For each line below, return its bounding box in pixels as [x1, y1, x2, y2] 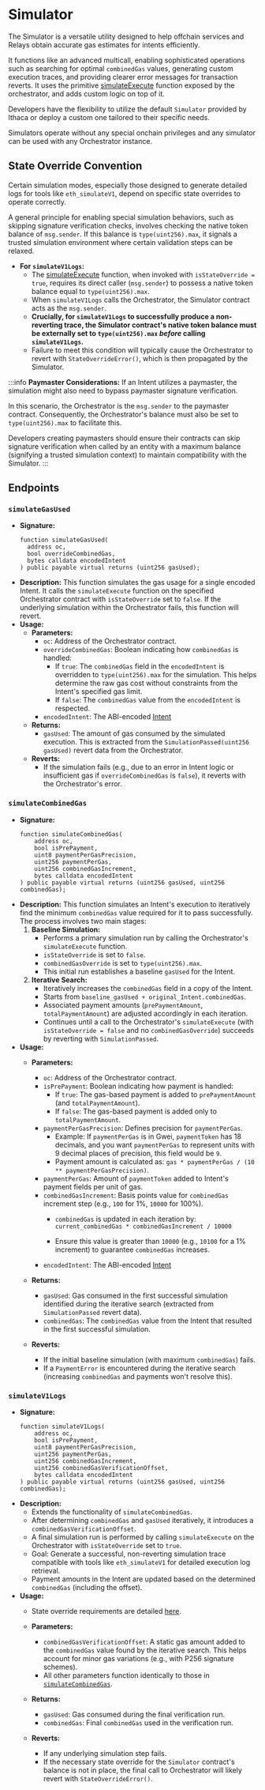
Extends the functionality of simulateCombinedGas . [31, 1507, 192, 1517]
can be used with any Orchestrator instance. [8, 136, 152, 145]
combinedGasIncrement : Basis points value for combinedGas [43, 1190, 229, 1200]
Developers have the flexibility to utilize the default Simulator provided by [8, 104, 247, 114]
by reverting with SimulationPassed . [43, 1034, 159, 1043]
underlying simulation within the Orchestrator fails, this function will [19, 603, 239, 612]
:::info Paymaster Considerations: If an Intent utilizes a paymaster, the [8, 377, 237, 386]
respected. [54, 703, 91, 713]
